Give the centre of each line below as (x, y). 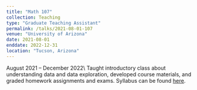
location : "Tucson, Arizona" (43, 51)
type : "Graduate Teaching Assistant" (54, 23)
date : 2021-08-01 (28, 40)
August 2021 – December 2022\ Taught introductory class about (86, 68)
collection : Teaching (33, 17)
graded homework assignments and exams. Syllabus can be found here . (96, 80)
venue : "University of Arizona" (47, 34)
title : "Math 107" (29, 12)
